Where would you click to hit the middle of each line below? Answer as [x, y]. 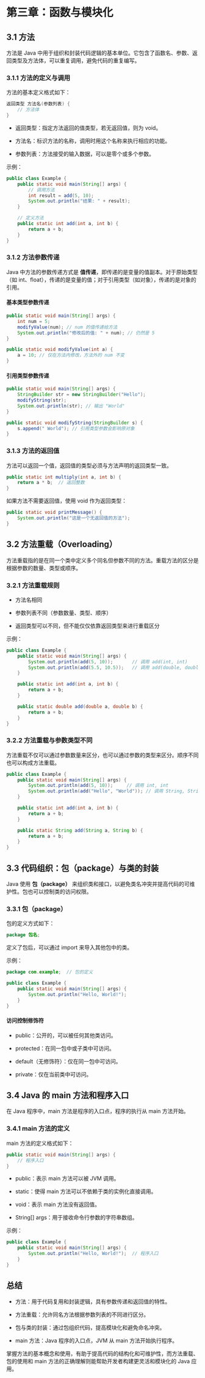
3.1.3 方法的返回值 [33, 451]
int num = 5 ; [34, 321]
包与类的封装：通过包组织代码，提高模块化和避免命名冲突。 [90, 1327]
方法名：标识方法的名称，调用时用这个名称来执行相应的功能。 [93, 141]
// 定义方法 [31, 218]
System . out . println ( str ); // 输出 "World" [71, 406]
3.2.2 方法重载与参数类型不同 [49, 740]
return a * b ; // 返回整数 [51, 483]
